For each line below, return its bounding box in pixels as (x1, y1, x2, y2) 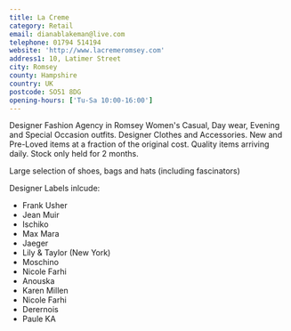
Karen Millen (21, 286, 69, 296)
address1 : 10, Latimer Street (9, 54, 122, 63)
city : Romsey (9, 63, 58, 72)
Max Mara (21, 229, 60, 239)
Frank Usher (21, 200, 69, 211)
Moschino (21, 257, 60, 268)
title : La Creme (9, 12, 69, 22)
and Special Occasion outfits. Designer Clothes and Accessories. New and (9, 130, 283, 141)
